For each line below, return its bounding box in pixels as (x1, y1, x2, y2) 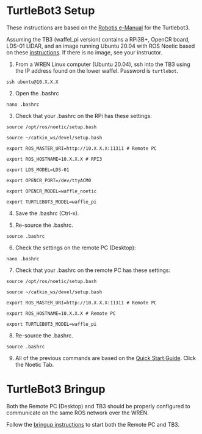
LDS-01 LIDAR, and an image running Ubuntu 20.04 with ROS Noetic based (6, 42, 195, 50)
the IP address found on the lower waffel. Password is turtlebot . (15, 67, 179, 74)
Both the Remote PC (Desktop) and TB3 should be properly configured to (6, 402, 190, 410)
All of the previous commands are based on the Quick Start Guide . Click (15, 354, 197, 361)
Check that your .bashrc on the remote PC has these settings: (15, 267, 171, 274)
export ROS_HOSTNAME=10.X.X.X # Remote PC (6, 310, 116, 317)
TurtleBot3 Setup (6, 4, 95, 18)
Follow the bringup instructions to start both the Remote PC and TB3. (6, 421, 180, 428)
